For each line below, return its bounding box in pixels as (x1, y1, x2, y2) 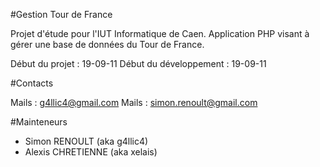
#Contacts (10, 77, 54, 89)
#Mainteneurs (10, 116, 68, 128)
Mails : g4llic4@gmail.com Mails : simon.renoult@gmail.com (10, 97, 258, 108)
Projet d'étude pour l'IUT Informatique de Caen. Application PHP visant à (10, 28, 310, 39)
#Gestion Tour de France (10, 9, 113, 20)
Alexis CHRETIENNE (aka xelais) (24, 146, 158, 158)
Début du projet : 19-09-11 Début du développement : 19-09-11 (10, 58, 267, 69)
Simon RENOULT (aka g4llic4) (24, 135, 149, 147)
